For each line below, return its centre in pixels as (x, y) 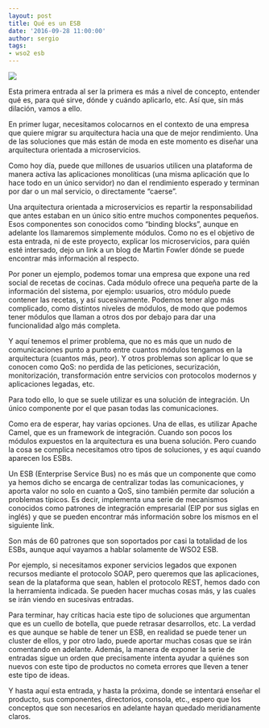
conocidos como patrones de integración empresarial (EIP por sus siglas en (134, 508)
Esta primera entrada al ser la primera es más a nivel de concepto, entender (134, 91)
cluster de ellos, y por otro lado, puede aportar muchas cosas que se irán (130, 641)
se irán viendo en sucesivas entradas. (71, 599)
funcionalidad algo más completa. (64, 325)
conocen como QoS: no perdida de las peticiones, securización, (115, 367)
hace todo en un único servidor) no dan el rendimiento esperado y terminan (134, 183)
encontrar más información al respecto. (74, 258)
